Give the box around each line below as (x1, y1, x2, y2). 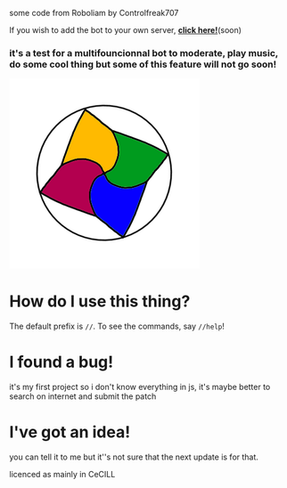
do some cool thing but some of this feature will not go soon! (9, 58, 277, 70)
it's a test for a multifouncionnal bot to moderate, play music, (9, 46, 279, 59)
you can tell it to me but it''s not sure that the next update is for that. (9, 451, 258, 462)
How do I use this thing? (9, 291, 191, 312)
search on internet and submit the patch (9, 391, 157, 402)
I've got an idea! (9, 422, 131, 443)
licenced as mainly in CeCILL (9, 469, 116, 480)
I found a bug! (9, 352, 114, 372)
